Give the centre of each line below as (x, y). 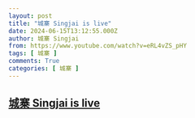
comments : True (34, 61)
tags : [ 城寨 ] (33, 53)
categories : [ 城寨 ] (44, 69)
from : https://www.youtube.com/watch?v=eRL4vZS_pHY (97, 46)
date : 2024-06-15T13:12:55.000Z (63, 31)
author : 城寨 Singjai (44, 38)
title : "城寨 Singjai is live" (60, 23)
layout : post (30, 16)
